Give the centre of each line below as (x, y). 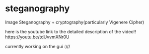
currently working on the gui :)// (38, 46)
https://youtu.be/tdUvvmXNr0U (37, 37)
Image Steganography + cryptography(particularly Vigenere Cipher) (75, 22)
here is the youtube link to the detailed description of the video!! (71, 31)
